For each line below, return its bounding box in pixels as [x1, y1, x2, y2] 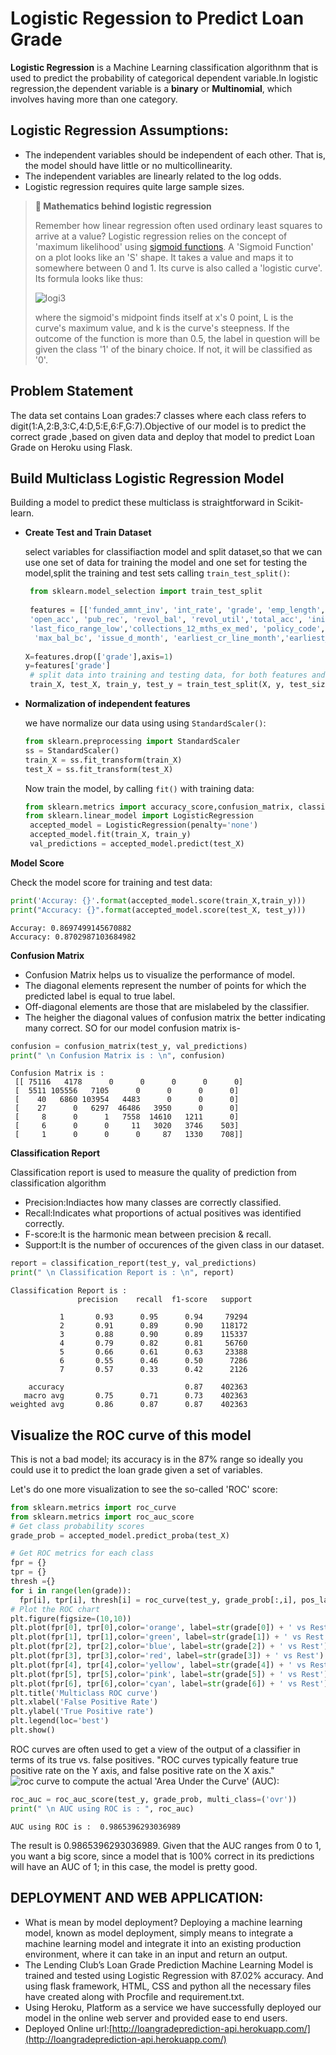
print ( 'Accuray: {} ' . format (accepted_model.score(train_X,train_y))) [10, 895, 307, 906]
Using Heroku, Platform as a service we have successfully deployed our [24, 2001, 322, 2013]
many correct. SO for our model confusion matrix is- [24, 1022, 241, 1034]
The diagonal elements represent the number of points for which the [24, 979, 307, 991]
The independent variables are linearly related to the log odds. [24, 170, 282, 182]
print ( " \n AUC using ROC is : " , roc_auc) [10, 1803, 195, 1814]
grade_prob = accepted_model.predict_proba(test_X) [10, 1530, 230, 1541]
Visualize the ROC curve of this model [10, 1427, 252, 1444]
